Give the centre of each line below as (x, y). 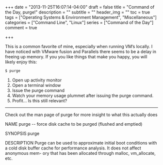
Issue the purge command (38, 90)
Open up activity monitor (37, 80)
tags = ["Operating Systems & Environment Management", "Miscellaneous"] (81, 17)
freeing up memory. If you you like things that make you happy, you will (76, 57)
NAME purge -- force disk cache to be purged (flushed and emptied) (74, 124)
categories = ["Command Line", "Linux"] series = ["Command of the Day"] (79, 22)
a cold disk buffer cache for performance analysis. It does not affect (73, 148)
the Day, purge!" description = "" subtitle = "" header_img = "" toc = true (78, 12)
